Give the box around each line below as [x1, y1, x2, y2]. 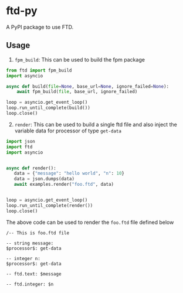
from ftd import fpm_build [6, 67, 72, 73]
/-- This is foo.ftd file [6, 230, 69, 236]
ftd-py [6, 4, 38, 18]
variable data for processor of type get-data [14, 127, 122, 134]
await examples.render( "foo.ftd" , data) [13, 182, 114, 188]
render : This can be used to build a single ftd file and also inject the [14, 121, 177, 128]
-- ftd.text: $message [6, 271, 62, 277]
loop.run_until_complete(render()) [6, 202, 93, 209]
